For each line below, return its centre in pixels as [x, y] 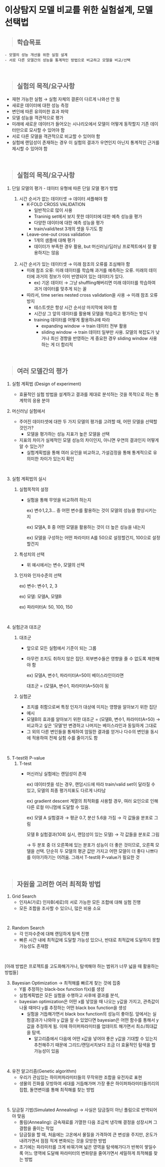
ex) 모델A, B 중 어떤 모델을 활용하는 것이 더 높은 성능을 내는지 [86, 527]
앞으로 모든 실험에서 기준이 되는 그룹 [62, 648]
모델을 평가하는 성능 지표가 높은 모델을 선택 [68, 434]
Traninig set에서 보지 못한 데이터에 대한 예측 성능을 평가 [88, 216]
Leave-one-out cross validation [59, 234]
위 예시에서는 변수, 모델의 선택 [56, 565]
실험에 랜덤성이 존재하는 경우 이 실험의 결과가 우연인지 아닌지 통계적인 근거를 [86, 142]
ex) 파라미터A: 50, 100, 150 [46, 607]
